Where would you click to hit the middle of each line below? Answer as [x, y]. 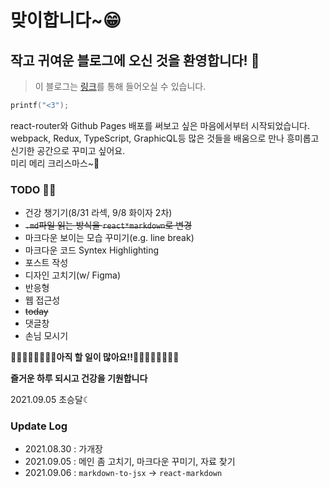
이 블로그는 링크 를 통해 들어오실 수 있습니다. [120, 86]
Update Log [39, 426]
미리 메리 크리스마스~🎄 [55, 163]
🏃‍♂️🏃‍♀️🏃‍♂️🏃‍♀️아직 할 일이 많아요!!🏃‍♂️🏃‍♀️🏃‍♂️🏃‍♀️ [95, 357]
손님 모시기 [46, 336]
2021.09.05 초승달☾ [51, 400]
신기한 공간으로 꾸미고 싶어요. [68, 150]
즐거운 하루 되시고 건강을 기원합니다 [79, 378]
